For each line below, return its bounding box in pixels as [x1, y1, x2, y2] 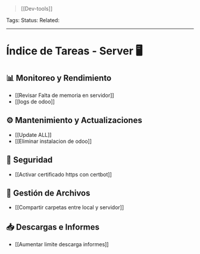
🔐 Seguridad [6, 155, 53, 165]
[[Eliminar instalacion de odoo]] [14, 137, 92, 145]
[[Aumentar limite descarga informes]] [14, 241, 109, 248]
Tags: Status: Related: [6, 17, 60, 23]
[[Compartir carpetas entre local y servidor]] [14, 204, 124, 211]
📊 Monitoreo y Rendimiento [6, 73, 112, 83]
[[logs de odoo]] [14, 98, 55, 105]
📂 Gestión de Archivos [6, 188, 90, 198]
